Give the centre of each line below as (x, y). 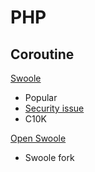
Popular (41, 97)
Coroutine (42, 54)
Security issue (54, 108)
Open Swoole (38, 138)
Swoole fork (49, 157)
